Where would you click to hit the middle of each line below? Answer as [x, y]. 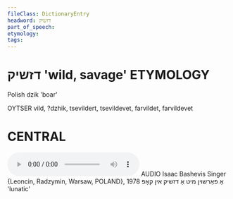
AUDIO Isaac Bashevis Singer [183, 174]
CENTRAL [37, 137]
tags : [15, 40]
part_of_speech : [31, 27]
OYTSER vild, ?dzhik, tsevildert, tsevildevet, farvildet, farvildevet [100, 108]
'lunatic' [19, 189]
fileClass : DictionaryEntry [49, 14]
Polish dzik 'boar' [32, 95]
